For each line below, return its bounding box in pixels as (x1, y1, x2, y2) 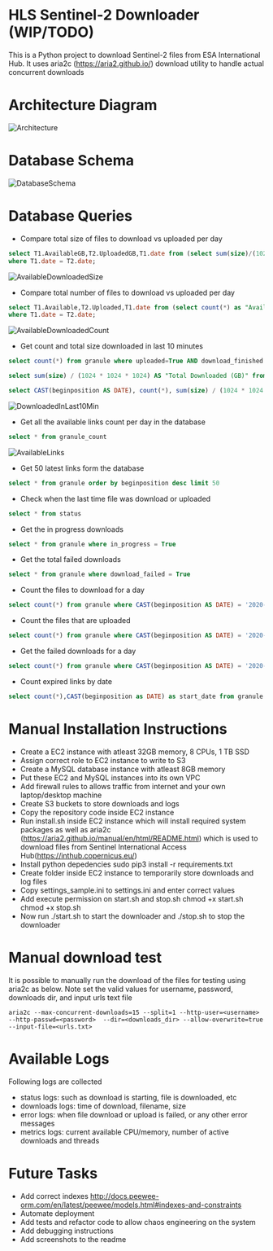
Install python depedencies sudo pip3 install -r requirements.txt (19, 859, 233, 869)
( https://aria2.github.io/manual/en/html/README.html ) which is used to (19, 833, 258, 843)
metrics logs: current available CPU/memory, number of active (19, 1126, 229, 1137)
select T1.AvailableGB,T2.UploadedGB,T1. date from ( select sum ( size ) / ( (8, 249, 256, 257)
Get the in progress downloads (19, 524, 124, 534)
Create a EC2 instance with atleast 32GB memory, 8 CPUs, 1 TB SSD (19, 747, 250, 757)
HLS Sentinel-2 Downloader (8, 6, 200, 24)
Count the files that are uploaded (19, 616, 132, 625)
